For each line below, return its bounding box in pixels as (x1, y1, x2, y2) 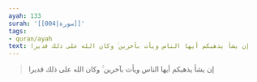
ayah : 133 (8, 11, 42, 20)
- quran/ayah (8, 34, 53, 43)
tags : (8, 27, 27, 35)
